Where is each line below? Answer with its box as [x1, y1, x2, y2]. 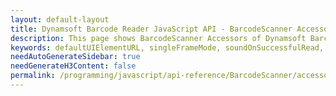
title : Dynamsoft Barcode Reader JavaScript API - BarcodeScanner [10, 24, 293, 34]
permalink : [10, 71, 56, 81]
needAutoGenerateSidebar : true [10, 52, 141, 62]
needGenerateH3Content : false [10, 61, 137, 71]
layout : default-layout [10, 14, 110, 25]
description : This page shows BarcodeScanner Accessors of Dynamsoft [10, 33, 307, 43]
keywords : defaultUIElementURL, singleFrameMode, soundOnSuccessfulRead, [10, 42, 325, 53]
